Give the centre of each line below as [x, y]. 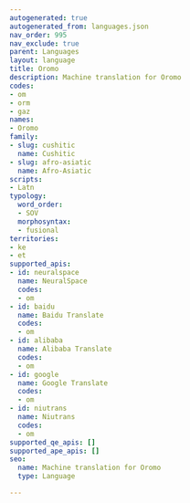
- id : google [34, 374]
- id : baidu [32, 307]
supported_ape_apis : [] [55, 451]
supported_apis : [40, 264]
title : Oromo [34, 69]
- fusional [38, 230]
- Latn [22, 188]
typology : [28, 196]
